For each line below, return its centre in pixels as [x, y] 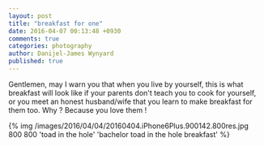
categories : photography [50, 46]
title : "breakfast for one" [56, 24]
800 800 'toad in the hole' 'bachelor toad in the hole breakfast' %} [119, 134]
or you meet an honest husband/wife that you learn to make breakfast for [130, 101]
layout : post [30, 16]
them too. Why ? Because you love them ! [78, 109]
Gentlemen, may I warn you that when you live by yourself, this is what [126, 84]
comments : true [34, 39]
